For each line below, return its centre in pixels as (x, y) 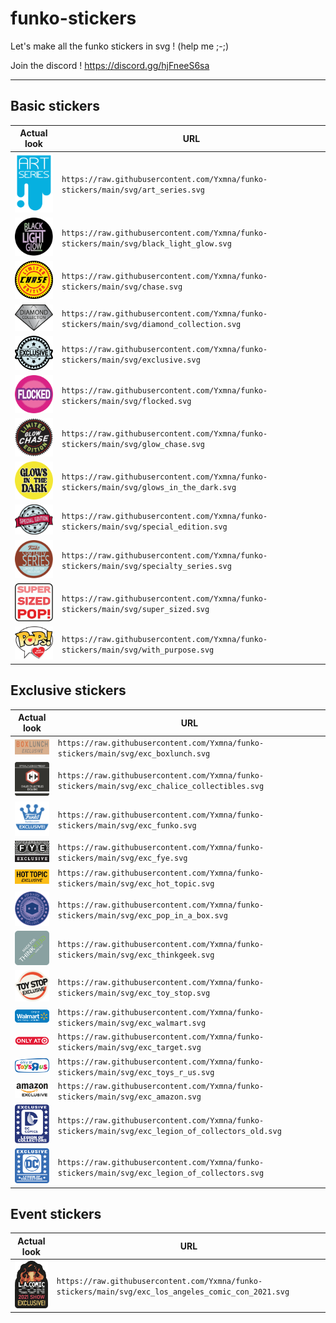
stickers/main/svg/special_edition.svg (144, 527)
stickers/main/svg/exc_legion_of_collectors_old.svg (169, 1131)
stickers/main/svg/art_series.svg (133, 190)
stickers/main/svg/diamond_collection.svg (151, 325)
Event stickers (56, 1214)
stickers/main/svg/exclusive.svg (131, 360)
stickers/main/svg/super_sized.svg (135, 609)
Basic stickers (55, 106)
